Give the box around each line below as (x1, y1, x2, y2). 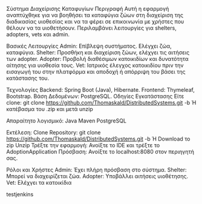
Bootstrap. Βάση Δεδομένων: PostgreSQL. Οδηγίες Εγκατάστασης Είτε (6, 93, 184, 100)
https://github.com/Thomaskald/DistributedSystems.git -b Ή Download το (6, 135, 191, 142)
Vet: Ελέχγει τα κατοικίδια (6, 179, 72, 186)
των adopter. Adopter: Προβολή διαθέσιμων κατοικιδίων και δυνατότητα (6, 56, 189, 62)
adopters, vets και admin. (6, 31, 70, 38)
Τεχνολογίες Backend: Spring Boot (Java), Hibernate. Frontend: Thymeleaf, (6, 86, 195, 93)
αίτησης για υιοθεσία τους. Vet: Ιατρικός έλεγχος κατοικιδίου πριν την (6, 62, 184, 69)
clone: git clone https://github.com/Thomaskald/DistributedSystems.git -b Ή (6, 99, 197, 106)
